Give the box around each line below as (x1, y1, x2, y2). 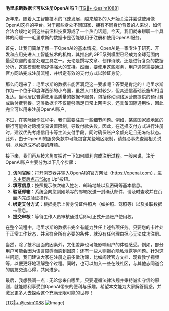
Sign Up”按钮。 (41, 176, 73, 182)
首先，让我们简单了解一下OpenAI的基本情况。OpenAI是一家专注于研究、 (5, 45, 155, 51)
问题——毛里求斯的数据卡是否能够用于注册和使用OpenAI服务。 (14, 35, 144, 40)
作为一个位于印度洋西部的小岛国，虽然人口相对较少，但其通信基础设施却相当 (5, 88, 164, 93)
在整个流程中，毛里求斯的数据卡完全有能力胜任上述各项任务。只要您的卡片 (5, 224, 159, 230)
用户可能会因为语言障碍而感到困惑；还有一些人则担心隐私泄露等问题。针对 (5, 248, 159, 254)
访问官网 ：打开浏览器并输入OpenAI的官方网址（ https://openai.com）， (12, 170, 158, 176)
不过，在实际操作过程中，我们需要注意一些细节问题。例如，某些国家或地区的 (5, 117, 164, 123)
